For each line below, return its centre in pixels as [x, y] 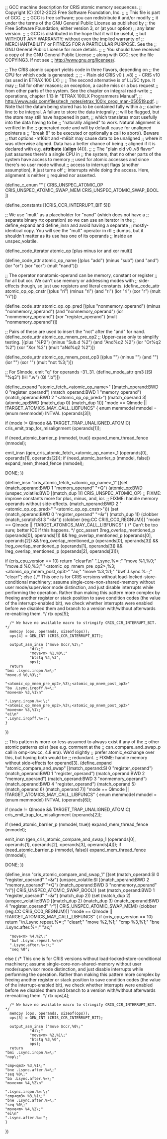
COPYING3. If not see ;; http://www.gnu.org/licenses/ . [60, 60]
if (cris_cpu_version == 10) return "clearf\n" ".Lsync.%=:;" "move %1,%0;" [81, 561]
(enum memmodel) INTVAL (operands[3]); [48, 413]
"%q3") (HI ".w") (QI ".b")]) [33, 377]
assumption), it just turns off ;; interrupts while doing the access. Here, [78, 170]
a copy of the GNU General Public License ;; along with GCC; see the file [80, 55]
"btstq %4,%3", [45, 658]
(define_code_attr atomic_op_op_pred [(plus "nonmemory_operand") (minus [83, 306]
